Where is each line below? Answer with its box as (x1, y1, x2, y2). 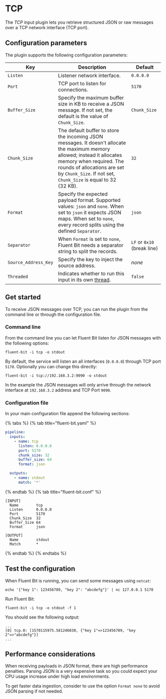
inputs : (9, 434, 26, 439)
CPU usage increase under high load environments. (5, 673, 110, 679)
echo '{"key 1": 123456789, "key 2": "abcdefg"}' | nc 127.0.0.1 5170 (5, 587, 154, 592)
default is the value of (58, 113, 109, 119)
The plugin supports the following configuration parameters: (5, 52, 128, 58)
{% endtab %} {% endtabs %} (5, 550, 67, 556)
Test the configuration (5, 565, 76, 573)
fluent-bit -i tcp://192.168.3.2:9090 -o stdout (5, 373, 107, 378)
